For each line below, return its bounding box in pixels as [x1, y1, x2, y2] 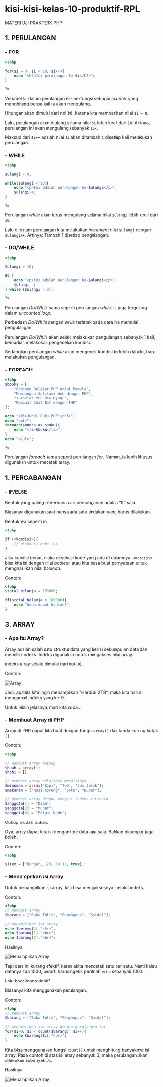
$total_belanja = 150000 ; [5, 589, 58, 594]
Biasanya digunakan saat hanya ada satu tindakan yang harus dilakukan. [5, 509, 151, 515]
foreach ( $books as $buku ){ [5, 423, 60, 428]
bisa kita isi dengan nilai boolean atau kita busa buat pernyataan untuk [5, 560, 147, 566]
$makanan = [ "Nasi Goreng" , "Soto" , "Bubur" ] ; [5, 788, 102, 793]
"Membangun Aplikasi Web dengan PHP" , [14, 391, 93, 396]
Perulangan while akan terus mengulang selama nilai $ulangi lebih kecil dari [5, 212, 158, 218]
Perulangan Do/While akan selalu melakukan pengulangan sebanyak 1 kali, [5, 334, 156, 340]
